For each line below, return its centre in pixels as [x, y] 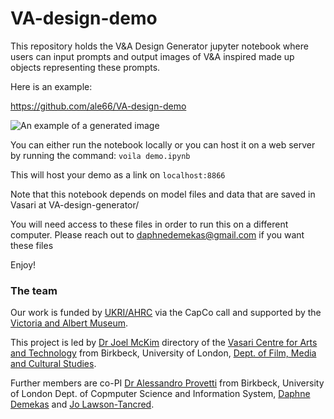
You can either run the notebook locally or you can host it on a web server [163, 144]
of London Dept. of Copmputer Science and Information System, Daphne [160, 394]
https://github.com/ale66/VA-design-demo [98, 106]
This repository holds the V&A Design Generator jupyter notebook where [159, 46]
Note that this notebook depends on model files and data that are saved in [163, 194]
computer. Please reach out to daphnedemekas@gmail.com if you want [157, 234]
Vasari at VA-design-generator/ [75, 204]
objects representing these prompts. [85, 67]
